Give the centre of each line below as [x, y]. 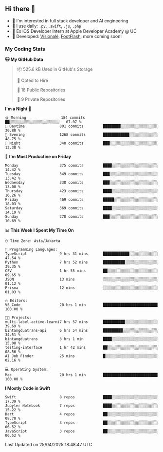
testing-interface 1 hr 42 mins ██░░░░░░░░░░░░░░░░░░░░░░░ [81, 348]
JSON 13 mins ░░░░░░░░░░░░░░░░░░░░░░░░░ [81, 280]
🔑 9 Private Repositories [41, 99]
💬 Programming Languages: [31, 250]
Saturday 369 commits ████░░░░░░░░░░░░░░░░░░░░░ [81, 208]
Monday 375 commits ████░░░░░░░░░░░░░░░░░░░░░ [81, 166]
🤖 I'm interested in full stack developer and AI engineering [70, 20]
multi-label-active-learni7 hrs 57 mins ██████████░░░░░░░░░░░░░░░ [81, 322]
